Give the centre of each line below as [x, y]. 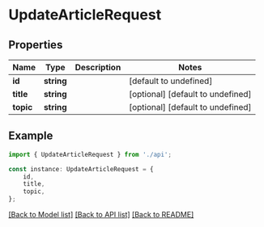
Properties [36, 45]
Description [98, 67]
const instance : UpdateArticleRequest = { [81, 169]
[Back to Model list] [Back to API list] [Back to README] [101, 215]
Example [31, 136]
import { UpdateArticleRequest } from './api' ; [90, 154]
